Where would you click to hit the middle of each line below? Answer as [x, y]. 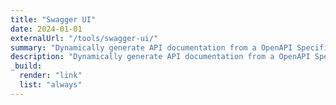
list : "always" [51, 85]
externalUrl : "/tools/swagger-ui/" [84, 38]
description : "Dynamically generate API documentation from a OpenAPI [160, 57]
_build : [26, 66]
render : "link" [51, 76]
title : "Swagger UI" [53, 19]
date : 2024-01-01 [46, 29]
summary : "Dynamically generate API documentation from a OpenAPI [151, 47]
